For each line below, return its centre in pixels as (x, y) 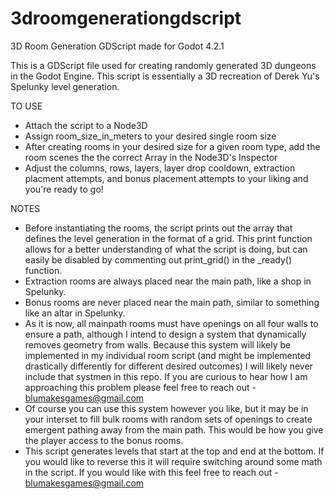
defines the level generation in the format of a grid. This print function (168, 238)
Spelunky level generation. (65, 86)
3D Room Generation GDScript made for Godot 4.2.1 (117, 46)
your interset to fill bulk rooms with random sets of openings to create (168, 419)
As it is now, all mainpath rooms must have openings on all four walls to (171, 323)
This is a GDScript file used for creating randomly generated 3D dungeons (163, 65)
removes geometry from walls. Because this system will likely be (158, 344)
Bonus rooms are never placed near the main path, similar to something (172, 302)
